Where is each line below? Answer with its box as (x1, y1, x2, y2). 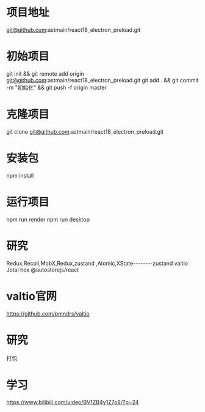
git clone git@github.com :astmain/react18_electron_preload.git (6, 128, 164, 135)
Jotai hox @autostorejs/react (6, 266, 79, 273)
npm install (6, 172, 34, 179)
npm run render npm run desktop (6, 215, 90, 223)
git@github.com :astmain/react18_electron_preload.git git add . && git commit (6, 76, 199, 84)
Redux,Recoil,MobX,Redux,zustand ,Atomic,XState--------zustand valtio (6, 259, 188, 267)
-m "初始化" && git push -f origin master (6, 84, 107, 91)
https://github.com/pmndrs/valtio (6, 309, 90, 317)
